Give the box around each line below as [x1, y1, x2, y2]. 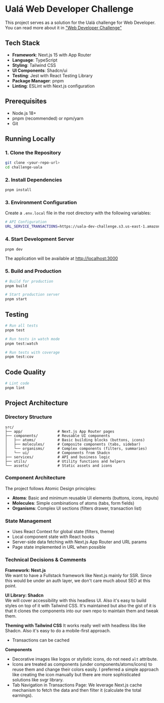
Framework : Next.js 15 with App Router [12, 52, 91, 58]
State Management [5, 517, 52, 524]
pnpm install [5, 187, 32, 192]
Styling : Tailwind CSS [12, 62, 56, 68]
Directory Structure [5, 414, 52, 420]
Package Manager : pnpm [12, 78, 64, 83]
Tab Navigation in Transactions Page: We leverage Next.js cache [12, 682, 143, 688]
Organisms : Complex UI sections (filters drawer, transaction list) [12, 505, 142, 511]
